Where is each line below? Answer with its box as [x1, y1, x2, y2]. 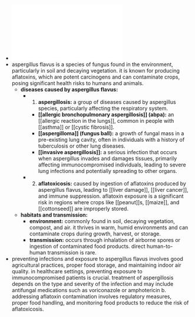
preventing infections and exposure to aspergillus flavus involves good [11, 256, 184, 262]
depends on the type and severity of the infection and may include [11, 280, 174, 287]
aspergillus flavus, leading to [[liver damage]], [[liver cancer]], [38, 187, 189, 193]
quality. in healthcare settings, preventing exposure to [11, 268, 143, 274]
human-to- [146, 243, 173, 250]
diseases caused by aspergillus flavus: [20, 86, 118, 93]
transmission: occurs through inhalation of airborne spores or [29, 237, 181, 243]
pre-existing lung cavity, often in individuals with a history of [38, 136, 185, 143]
